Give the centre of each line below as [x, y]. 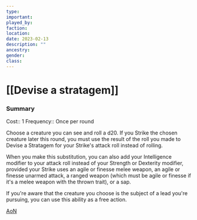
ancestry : [18, 50]
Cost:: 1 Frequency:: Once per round [50, 121]
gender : [16, 55]
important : [19, 17]
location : [18, 34]
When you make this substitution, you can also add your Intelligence [89, 156]
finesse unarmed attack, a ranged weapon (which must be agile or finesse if [99, 175]
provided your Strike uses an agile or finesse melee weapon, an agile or [93, 169]
